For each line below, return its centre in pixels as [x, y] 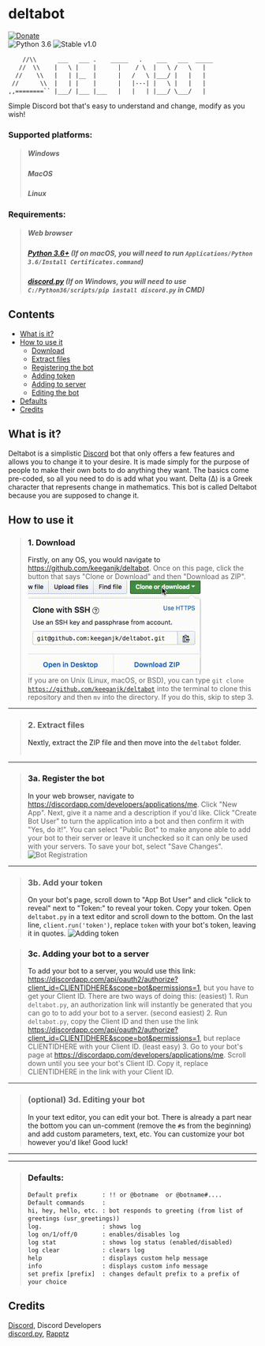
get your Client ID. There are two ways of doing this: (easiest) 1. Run [138, 996]
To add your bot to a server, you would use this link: [111, 971]
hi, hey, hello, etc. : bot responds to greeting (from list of [135, 1211]
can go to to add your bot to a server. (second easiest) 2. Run [127, 1013]
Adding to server [59, 384]
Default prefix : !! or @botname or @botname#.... [125, 1195]
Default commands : [67, 1203]
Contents [32, 314]
